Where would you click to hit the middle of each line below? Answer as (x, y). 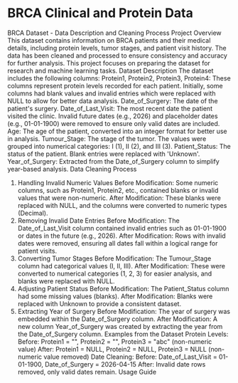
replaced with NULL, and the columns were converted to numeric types (122, 205)
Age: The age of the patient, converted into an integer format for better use (117, 131)
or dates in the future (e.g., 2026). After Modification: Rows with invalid (121, 236)
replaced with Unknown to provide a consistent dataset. (99, 303)
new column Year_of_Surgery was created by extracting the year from (120, 326)
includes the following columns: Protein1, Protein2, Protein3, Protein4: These (119, 78)
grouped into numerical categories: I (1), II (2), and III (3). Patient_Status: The (119, 146)
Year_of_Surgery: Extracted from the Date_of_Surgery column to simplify (114, 161)
